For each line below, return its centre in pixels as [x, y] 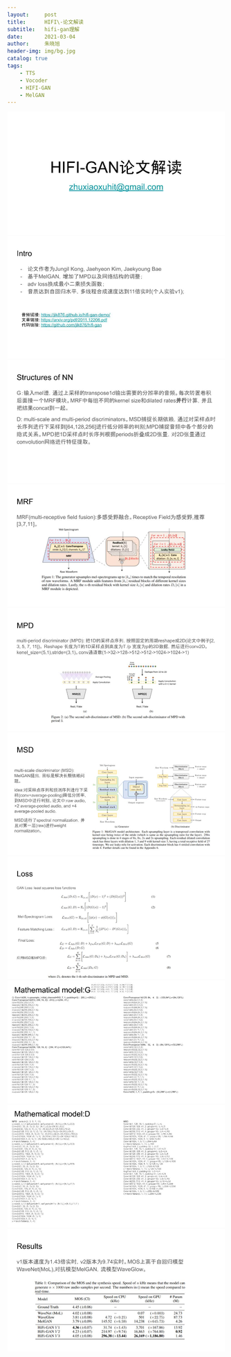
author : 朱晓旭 [34, 44]
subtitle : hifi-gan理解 [43, 29]
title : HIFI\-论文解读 [46, 22]
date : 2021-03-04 [41, 37]
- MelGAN [32, 95]
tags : [15, 66]
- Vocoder [34, 80]
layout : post [32, 15]
